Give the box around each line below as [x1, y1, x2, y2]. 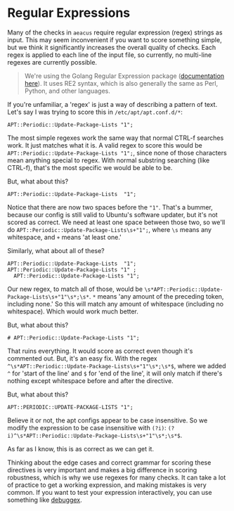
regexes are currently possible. [7, 58, 97, 66]
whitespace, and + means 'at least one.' [7, 233, 122, 241]
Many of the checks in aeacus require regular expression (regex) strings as [7, 28, 223, 37]
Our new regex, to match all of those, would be [7, 285, 143, 293]
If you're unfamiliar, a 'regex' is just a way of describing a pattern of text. [7, 100, 218, 108]
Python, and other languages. [24, 86, 110, 95]
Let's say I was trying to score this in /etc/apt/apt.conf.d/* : [7, 108, 183, 116]
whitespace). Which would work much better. [7, 307, 139, 316]
